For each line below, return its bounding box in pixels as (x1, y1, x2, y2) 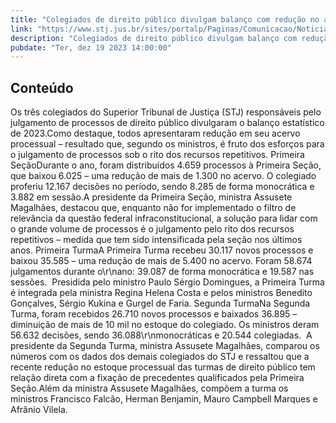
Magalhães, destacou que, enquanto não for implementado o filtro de (10, 202, 297, 214)
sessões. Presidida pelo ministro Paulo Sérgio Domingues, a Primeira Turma (10, 276, 325, 288)
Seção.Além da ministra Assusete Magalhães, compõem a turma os (10, 382, 289, 395)
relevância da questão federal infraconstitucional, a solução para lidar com (10, 212, 318, 225)
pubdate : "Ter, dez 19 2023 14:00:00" (10, 42, 172, 53)
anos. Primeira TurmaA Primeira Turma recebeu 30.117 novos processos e (10, 244, 314, 256)
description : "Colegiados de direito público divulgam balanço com (10, 33, 298, 43)
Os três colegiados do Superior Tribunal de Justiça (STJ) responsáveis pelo (10, 106, 322, 118)
